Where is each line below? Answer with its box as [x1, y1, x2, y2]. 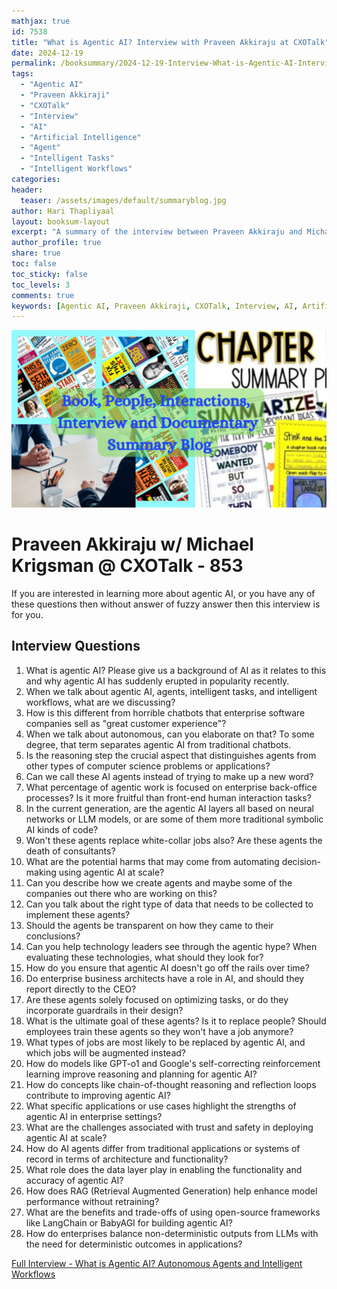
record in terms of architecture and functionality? [25, 1153, 229, 1165]
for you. [11, 608, 44, 620]
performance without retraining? [25, 1195, 160, 1207]
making [25, 866, 57, 878]
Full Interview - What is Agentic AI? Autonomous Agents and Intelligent [11, 1257, 303, 1269]
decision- [281, 855, 321, 867]
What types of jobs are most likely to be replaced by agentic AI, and [25, 1036, 306, 1048]
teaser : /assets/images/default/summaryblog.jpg [20, 195, 227, 205]
